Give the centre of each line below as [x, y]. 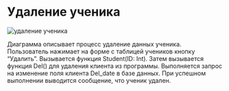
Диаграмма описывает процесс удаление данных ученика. [94, 44]
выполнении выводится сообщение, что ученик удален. [89, 80]
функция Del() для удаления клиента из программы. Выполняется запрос [115, 66]
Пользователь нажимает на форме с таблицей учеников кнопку [101, 51]
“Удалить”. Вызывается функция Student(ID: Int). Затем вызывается [106, 58]
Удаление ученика [64, 12]
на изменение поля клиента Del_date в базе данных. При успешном [107, 73]
